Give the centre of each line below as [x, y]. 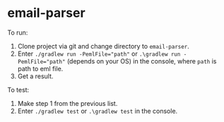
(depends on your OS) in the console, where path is [142, 61]
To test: [18, 90]
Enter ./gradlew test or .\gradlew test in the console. [98, 111]
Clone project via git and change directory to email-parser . [103, 46]
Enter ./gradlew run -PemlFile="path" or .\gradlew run [99, 54]
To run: [18, 32]
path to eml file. [40, 68]
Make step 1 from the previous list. [67, 103]
